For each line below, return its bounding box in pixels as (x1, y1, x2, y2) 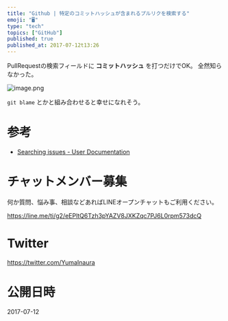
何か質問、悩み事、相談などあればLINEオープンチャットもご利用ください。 (7, 198, 218, 206)
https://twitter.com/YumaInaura (7, 258, 96, 266)
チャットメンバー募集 (7, 174, 127, 189)
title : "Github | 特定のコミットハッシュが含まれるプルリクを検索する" (7, 10, 190, 17)
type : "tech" (7, 23, 45, 29)
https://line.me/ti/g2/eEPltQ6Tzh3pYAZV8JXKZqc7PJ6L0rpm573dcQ (7, 211, 202, 219)
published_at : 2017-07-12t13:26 (7, 42, 99, 49)
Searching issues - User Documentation (16, 147, 130, 156)
